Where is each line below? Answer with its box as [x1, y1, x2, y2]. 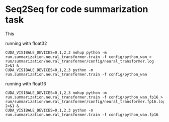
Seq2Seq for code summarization [5, 3, 148, 15]
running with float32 [5, 40, 47, 46]
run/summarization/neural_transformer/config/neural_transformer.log [5, 58, 154, 63]
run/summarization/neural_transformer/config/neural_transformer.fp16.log [5, 99, 165, 104]
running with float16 [5, 80, 46, 86]
